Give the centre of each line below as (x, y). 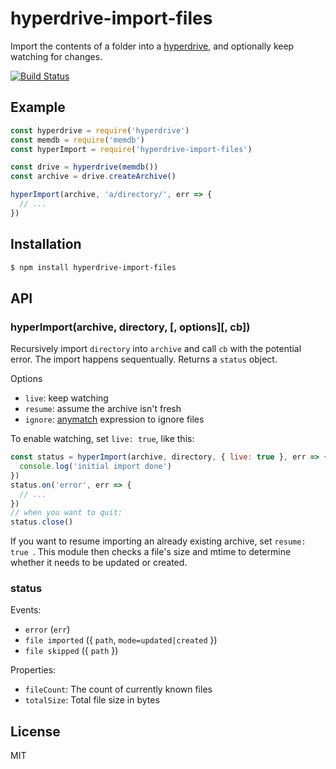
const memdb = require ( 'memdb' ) (77, 140)
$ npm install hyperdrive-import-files (93, 267)
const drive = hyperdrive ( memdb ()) (84, 167)
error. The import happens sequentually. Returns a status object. (144, 359)
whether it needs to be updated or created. (99, 563)
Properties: (33, 670)
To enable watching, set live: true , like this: (102, 439)
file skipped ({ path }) (71, 651)
